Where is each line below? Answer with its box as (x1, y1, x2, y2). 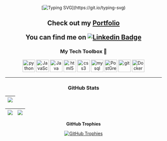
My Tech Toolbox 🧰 (60, 48, 107, 55)
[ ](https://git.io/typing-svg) (41, 5, 126, 10)
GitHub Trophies (66, 121, 101, 127)
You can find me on (25, 33, 86, 42)
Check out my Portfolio (47, 19, 120, 27)
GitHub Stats (68, 84, 99, 91)
